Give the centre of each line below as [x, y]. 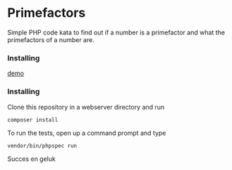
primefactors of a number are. [51, 39]
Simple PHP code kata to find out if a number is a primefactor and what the [116, 32]
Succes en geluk [32, 159]
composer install [33, 120]
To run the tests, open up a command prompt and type [87, 133]
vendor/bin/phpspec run [42, 145]
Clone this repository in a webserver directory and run [86, 107]
